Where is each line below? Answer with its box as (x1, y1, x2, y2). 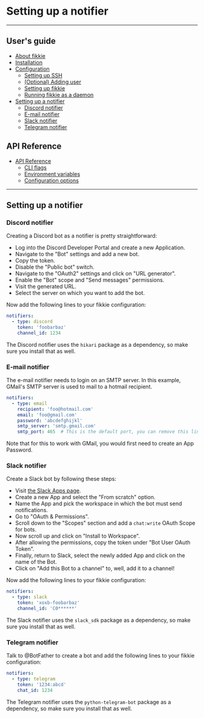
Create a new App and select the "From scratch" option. (15, 494, 156, 501)
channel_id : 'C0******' (17, 605, 78, 612)
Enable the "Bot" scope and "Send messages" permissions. (15, 276, 165, 284)
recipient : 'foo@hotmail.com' (17, 406, 94, 412)
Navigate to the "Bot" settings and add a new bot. (15, 251, 140, 258)
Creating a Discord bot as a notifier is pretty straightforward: (6, 232, 157, 240)
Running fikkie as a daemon (24, 91, 94, 98)
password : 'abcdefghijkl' (17, 418, 83, 424)
